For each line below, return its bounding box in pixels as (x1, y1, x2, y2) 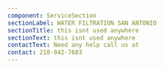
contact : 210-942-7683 (7, 48, 82, 56)
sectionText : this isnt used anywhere (7, 33, 136, 42)
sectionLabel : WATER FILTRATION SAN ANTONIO (7, 19, 157, 27)
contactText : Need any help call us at (7, 41, 140, 49)
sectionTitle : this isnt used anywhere (7, 26, 140, 34)
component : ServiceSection (7, 11, 97, 20)
